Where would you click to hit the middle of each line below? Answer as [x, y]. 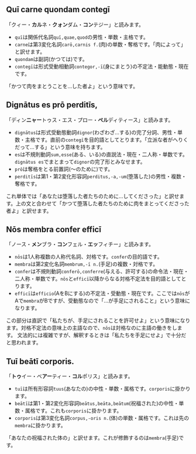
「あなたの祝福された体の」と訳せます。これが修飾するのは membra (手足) [92, 438]
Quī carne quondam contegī [58, 10]
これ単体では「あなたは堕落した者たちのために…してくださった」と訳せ [93, 196]
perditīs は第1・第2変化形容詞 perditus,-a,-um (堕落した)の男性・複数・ [100, 176]
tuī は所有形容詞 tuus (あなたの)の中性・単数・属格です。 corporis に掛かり [103, 389]
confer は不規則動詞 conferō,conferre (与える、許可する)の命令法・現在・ [102, 272]
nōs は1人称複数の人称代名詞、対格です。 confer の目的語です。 [88, 257]
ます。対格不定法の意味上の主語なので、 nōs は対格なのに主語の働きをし [92, 328]
